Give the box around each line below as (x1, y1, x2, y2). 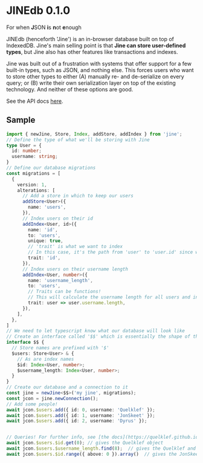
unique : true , (28, 238, 63, 244)
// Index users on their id (22, 215, 94, 222)
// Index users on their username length (22, 266, 129, 272)
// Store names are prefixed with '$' (11, 345, 110, 351)
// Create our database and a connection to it (6, 384, 129, 390)
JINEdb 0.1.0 (6, 4, 71, 18)
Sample (6, 115, 36, 125)
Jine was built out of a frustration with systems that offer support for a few (6, 60, 192, 67)
